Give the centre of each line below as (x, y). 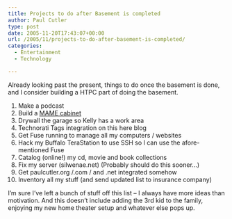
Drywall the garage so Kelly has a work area (81, 120)
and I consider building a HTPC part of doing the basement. (93, 92)
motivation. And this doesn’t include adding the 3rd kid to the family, (106, 200)
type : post (24, 26)
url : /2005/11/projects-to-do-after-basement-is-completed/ (97, 40)
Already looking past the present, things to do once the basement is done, (114, 85)
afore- (191, 143)
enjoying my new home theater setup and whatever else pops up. (101, 208)
